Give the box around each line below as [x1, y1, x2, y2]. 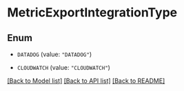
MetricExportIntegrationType [7, 5, 178, 21]
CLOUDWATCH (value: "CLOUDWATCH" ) [17, 64, 110, 71]
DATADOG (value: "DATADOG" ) [17, 50, 92, 58]
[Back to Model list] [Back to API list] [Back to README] [7, 77, 165, 85]
